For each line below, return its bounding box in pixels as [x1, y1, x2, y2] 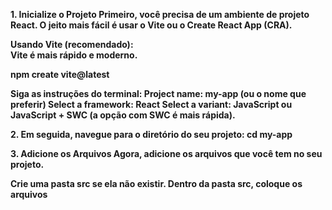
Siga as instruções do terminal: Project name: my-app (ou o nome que [10, 88, 307, 99]
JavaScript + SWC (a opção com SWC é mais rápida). [10, 109, 236, 121]
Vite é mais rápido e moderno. [10, 49, 138, 61]
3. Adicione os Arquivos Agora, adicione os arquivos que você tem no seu [10, 148, 323, 159]
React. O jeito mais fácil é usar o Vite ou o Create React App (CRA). [10, 19, 293, 31]
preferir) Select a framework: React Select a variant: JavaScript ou [10, 99, 293, 110]
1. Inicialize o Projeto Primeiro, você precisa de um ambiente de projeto [10, 9, 310, 20]
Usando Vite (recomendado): [10, 39, 134, 50]
